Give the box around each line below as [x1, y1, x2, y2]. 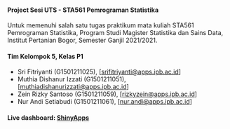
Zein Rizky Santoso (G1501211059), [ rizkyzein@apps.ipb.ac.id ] [17, 90, 198, 98]
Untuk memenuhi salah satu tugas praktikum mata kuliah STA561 [7, 21, 194, 29]
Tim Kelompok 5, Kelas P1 [7, 52, 84, 60]
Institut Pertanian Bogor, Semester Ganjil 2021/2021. [7, 36, 158, 45]
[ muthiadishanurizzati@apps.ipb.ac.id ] [17, 83, 130, 91]
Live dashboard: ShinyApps [7, 114, 90, 122]
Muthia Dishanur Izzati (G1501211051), [17, 75, 126, 83]
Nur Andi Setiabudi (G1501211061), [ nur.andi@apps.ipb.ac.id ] [17, 97, 193, 106]
